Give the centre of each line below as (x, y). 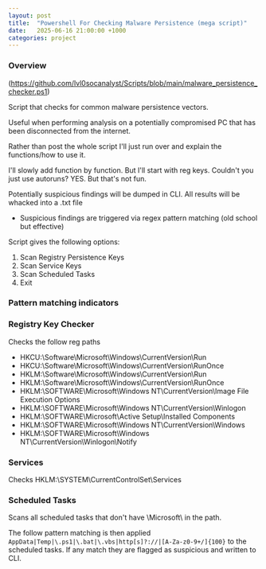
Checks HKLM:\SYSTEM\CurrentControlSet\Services (95, 480)
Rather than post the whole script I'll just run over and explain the (115, 146)
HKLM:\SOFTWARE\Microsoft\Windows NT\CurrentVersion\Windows (132, 425)
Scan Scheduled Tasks (57, 274)
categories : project (43, 38)
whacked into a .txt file (46, 202)
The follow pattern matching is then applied (80, 533)
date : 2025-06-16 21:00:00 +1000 (67, 30)
